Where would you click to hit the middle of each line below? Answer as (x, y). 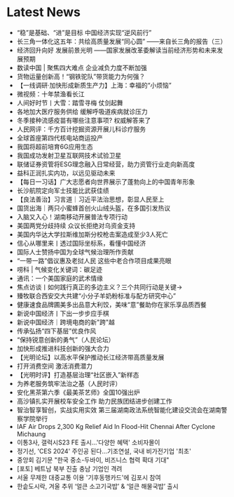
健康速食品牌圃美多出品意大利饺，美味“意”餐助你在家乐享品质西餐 (112, 304)
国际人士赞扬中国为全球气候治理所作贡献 (75, 252)
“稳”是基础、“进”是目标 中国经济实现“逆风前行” (84, 32)
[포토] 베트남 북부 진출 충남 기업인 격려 (69, 468)
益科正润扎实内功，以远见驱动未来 (66, 173)
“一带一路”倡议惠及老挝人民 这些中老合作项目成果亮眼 (94, 260)
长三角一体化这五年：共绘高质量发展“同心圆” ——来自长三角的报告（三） (122, 41)
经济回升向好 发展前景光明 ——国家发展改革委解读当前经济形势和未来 (117, 50)
